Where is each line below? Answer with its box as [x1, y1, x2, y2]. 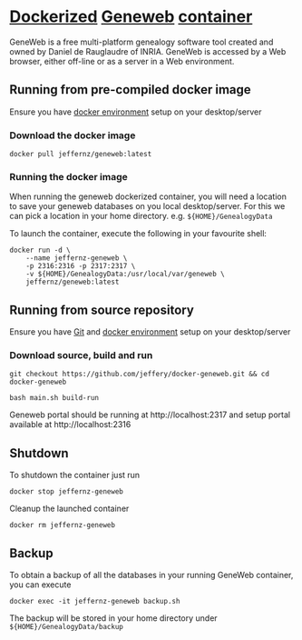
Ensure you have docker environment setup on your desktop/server [9, 106, 262, 117]
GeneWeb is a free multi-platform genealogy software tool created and [9, 36, 274, 47]
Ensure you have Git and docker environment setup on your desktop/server [9, 326, 291, 337]
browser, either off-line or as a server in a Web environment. [9, 55, 235, 66]
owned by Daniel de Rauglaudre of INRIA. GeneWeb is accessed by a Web [9, 45, 287, 56]
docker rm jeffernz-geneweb [9, 521, 116, 530]
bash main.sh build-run [9, 394, 100, 403]
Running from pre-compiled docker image [9, 82, 251, 97]
